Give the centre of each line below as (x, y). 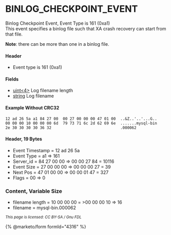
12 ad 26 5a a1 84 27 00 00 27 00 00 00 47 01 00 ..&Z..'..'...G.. (81, 119)
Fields (12, 79)
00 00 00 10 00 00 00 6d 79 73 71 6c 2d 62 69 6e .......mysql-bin (81, 123)
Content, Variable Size (34, 191)
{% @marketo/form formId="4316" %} (46, 227)
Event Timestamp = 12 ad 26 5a (46, 150)
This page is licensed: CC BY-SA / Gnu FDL (44, 217)
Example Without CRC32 (32, 107)
